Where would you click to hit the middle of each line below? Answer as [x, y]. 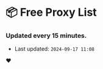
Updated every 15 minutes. [46, 36]
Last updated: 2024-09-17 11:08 [55, 49]
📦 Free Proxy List [51, 13]
